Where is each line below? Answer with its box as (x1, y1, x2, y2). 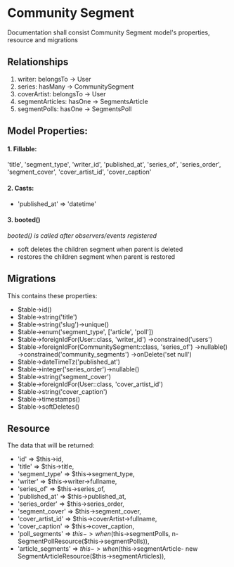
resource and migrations (7, 35, 79, 44)
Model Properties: (7, 125, 88, 137)
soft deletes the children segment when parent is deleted (17, 245, 183, 253)
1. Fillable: (7, 144, 37, 153)
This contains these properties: (7, 291, 98, 300)
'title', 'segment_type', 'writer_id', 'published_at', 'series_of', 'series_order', (7, 160, 221, 169)
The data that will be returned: (7, 441, 95, 450)
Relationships (7, 56, 69, 68)
